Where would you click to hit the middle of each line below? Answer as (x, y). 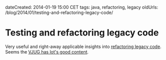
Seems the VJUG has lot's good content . (47, 51)
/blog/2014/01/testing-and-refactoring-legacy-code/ (59, 12)
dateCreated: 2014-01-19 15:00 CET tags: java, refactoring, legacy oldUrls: (82, 7)
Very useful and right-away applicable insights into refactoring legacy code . (83, 46)
